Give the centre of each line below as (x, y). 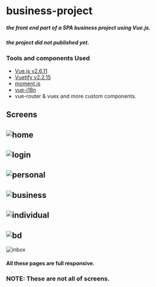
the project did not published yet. (48, 43)
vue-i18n (25, 89)
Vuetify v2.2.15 (33, 77)
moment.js (27, 83)
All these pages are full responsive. (51, 263)
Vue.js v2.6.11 (31, 71)
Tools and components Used (48, 58)
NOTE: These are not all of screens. (58, 278)
